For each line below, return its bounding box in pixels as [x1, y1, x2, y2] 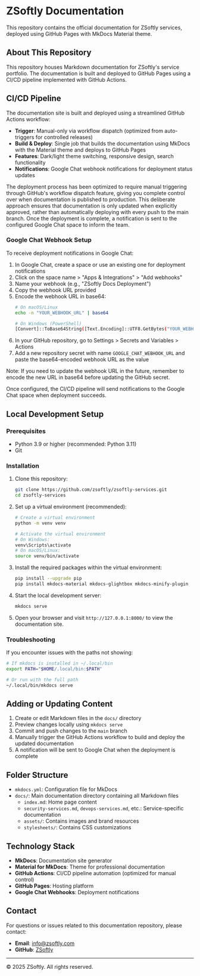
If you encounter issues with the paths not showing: [6, 649, 133, 656]
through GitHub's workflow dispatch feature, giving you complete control [6, 189, 186, 196]
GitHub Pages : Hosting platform [14, 882, 94, 889]
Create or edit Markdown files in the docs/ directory [14, 715, 142, 722]
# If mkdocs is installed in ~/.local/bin [6, 660, 113, 666]
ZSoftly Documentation [6, 4, 124, 18]
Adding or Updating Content [6, 699, 113, 709]
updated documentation [14, 740, 74, 747]
